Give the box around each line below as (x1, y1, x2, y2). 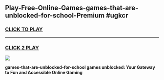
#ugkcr (105, 12, 128, 20)
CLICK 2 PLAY (5, 44, 39, 51)
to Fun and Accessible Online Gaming (5, 69, 83, 75)
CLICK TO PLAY (5, 26, 43, 33)
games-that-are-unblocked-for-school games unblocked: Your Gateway (5, 64, 155, 70)
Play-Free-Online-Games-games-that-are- (5, 4, 139, 12)
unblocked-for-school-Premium (5, 12, 105, 20)
